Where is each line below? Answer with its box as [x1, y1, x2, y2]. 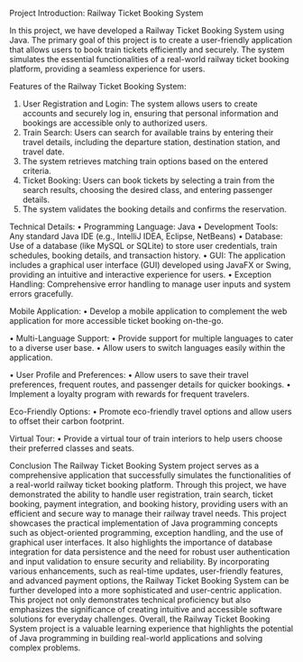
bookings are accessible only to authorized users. [22, 117, 208, 128]
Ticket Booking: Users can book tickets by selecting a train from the [22, 175, 275, 186]
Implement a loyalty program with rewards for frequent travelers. [9, 389, 250, 400]
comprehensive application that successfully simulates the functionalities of [9, 470, 291, 481]
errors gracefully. [9, 289, 74, 299]
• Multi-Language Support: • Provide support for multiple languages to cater [9, 333, 294, 344]
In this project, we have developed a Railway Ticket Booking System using [9, 25, 285, 35]
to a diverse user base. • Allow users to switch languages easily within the [9, 343, 286, 353]
